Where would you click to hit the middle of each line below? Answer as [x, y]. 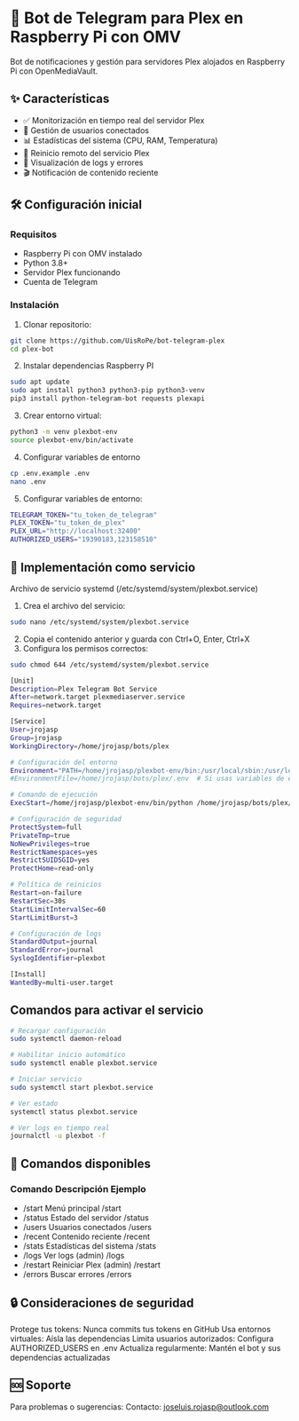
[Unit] [22, 681]
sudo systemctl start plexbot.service [82, 1087]
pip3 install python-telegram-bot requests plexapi [107, 399]
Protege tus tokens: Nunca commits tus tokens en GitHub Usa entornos [141, 1329]
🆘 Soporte [41, 1385]
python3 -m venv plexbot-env [64, 432]
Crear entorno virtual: [62, 415]
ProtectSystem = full [46, 827]
